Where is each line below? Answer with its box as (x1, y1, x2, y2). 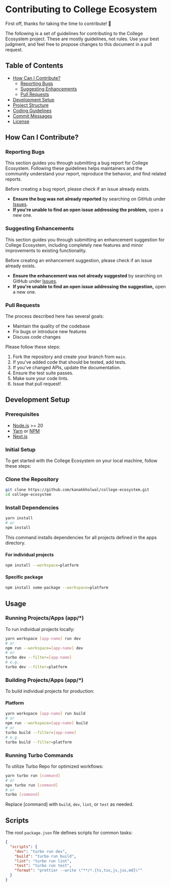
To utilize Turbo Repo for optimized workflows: (5, 763, 104, 769)
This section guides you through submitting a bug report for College (5, 160, 149, 166)
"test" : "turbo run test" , (14, 863, 72, 868)
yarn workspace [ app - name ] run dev (5, 636, 81, 641)
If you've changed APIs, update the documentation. (12, 365, 121, 371)
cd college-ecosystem (5, 492, 52, 497)
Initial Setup (5, 446, 36, 453)
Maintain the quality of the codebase (12, 323, 90, 330)
